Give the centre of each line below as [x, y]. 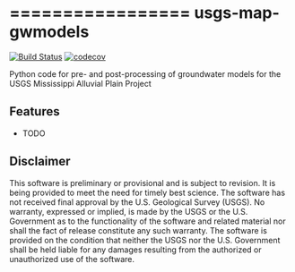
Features [35, 111]
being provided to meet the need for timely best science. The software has [147, 192]
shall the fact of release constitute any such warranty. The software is [138, 230]
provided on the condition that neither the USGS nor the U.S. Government [145, 240]
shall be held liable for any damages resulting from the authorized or [135, 250]
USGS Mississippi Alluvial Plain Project [81, 83]
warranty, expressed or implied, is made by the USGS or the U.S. [129, 211]
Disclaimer [40, 161]
